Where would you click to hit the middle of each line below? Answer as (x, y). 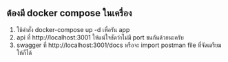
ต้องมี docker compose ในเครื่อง (69, 13)
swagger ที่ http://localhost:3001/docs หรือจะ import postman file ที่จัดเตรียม (119, 45)
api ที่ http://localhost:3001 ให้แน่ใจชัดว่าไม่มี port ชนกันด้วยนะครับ (100, 37)
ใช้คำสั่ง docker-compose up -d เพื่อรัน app (73, 29)
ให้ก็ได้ (24, 52)
